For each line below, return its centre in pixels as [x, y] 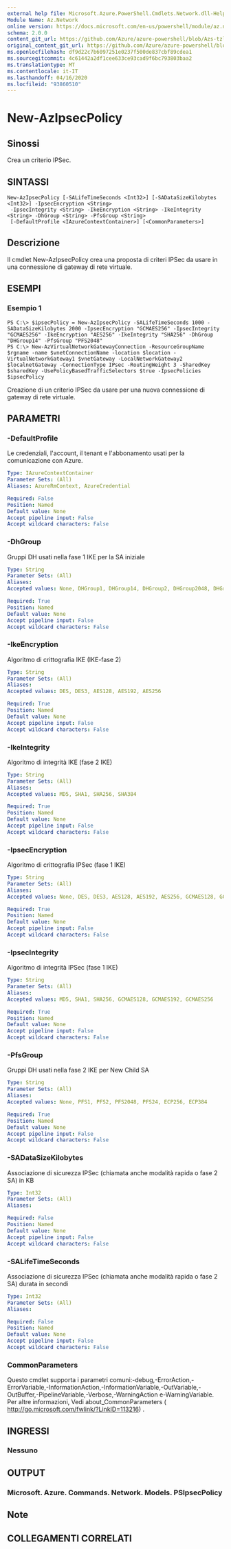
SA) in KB [21, 1180]
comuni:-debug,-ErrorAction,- [152, 1380]
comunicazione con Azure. [45, 461]
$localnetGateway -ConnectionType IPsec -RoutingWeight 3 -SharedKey [109, 365]
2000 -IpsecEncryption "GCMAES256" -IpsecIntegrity [144, 328]
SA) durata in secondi [38, 1283]
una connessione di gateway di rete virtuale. [70, 267]
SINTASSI [28, 182]
